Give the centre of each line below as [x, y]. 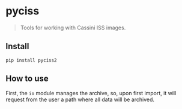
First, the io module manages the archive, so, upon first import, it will [91, 93]
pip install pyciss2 [32, 60]
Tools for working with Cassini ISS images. [73, 28]
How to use [27, 79]
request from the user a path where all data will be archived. [80, 99]
